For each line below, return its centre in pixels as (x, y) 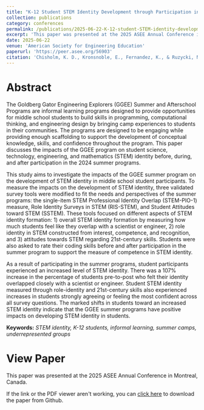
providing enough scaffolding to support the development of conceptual (97, 136)
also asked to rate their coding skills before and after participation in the (96, 246)
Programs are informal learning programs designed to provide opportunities (101, 111)
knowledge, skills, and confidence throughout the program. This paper (95, 143)
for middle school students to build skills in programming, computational (97, 117)
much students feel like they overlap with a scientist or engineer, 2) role (96, 226)
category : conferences (35, 23)
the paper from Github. (35, 400)
